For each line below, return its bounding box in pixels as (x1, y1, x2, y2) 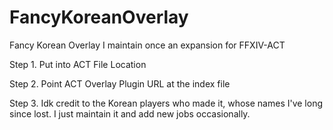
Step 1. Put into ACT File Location (9, 58, 147, 70)
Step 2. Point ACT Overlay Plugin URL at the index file (9, 77, 231, 90)
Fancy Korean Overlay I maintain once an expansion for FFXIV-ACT (9, 39, 286, 51)
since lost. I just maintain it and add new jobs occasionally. (9, 107, 251, 120)
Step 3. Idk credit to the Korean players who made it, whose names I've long (9, 97, 323, 109)
